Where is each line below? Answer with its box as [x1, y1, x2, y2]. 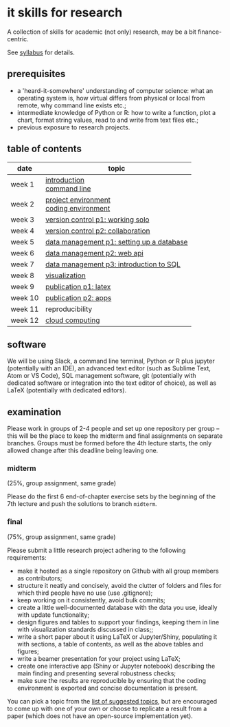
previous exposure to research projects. [16, 123, 130, 131]
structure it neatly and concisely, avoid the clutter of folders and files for [16, 581, 222, 589]
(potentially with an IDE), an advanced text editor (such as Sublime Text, [7, 364, 211, 372]
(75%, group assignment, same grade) [7, 532, 116, 541]
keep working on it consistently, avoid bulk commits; [16, 596, 166, 604]
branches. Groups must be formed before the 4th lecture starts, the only [7, 439, 212, 447]
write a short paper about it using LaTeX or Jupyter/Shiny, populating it [16, 632, 218, 641]
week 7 [10, 260, 34, 269]
